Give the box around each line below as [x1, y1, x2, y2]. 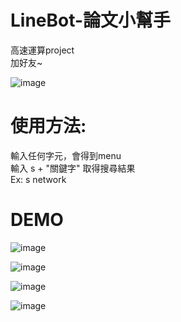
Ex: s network [10, 173, 67, 185]
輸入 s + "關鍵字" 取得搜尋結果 [10, 162, 136, 174]
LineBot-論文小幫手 [10, 9, 172, 32]
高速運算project [10, 44, 75, 56]
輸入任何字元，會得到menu [10, 149, 122, 161]
